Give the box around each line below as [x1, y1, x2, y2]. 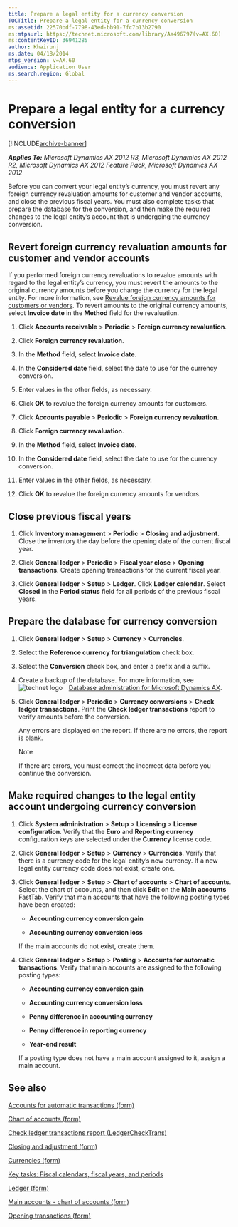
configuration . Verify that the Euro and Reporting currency [18, 827, 194, 836]
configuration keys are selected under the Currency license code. [18, 835, 212, 843]
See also [8, 1082, 47, 1094]
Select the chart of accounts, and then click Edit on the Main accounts [18, 885, 227, 893]
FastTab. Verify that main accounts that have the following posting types [18, 893, 230, 901]
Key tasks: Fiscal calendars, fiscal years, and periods [8, 1170, 163, 1179]
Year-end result [28, 1039, 77, 1048]
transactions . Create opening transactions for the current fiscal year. [18, 566, 221, 575]
